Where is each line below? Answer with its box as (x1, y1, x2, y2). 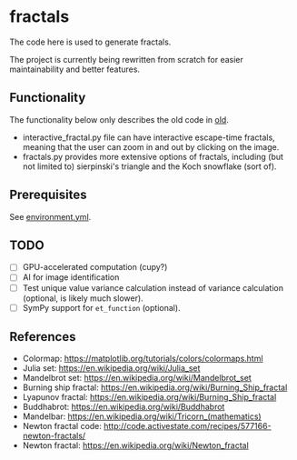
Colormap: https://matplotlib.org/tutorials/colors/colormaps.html (22, 353, 263, 365)
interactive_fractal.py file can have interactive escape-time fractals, (22, 132, 275, 143)
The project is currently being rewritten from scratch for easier (9, 54, 243, 65)
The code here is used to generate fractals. (9, 36, 172, 47)
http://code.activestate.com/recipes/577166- (104, 421, 272, 432)
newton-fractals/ (22, 430, 86, 442)
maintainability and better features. (9, 64, 141, 75)
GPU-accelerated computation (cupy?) (22, 262, 168, 273)
